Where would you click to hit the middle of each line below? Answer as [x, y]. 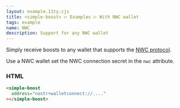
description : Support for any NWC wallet [57, 33]
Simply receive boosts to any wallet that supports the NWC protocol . [89, 50]
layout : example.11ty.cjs [38, 11]
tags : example [23, 22]
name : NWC [18, 28]
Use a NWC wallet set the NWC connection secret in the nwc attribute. [90, 61]
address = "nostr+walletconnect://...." [59, 94]
